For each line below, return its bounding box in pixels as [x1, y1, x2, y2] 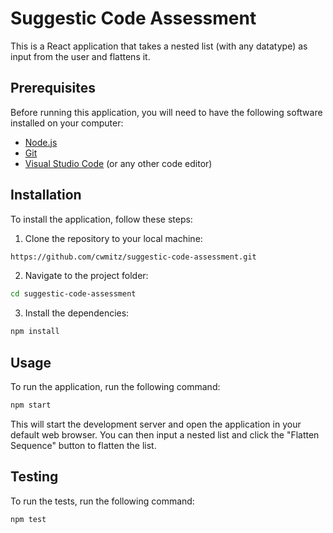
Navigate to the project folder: [24, 270, 149, 282]
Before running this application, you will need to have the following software [10, 106, 323, 118]
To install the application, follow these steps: [10, 213, 193, 225]
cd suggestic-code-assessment [10, 289, 137, 299]
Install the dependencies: [24, 307, 130, 319]
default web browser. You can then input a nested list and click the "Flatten [10, 428, 320, 441]
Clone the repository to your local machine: [24, 232, 203, 244]
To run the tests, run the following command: [10, 495, 195, 507]
